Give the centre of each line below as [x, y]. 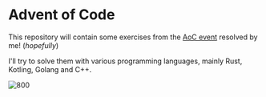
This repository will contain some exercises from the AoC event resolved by [133, 37]
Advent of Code [62, 15]
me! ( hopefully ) [34, 45]
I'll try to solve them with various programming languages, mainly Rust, [125, 61]
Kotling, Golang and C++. [50, 69]
